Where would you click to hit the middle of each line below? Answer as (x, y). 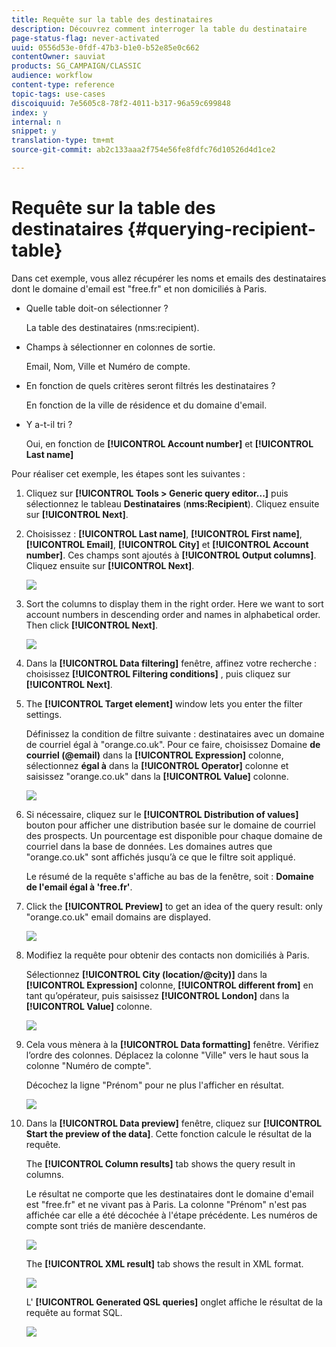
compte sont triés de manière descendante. (115, 1225)
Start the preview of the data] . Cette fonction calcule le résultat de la (169, 1133)
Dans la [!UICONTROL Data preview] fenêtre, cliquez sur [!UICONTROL (174, 1123)
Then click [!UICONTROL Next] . (91, 625)
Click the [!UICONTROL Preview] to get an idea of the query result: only (174, 906)
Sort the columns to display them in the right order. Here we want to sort (174, 603)
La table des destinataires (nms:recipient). (112, 327)
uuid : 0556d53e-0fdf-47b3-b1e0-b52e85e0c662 (105, 47)
